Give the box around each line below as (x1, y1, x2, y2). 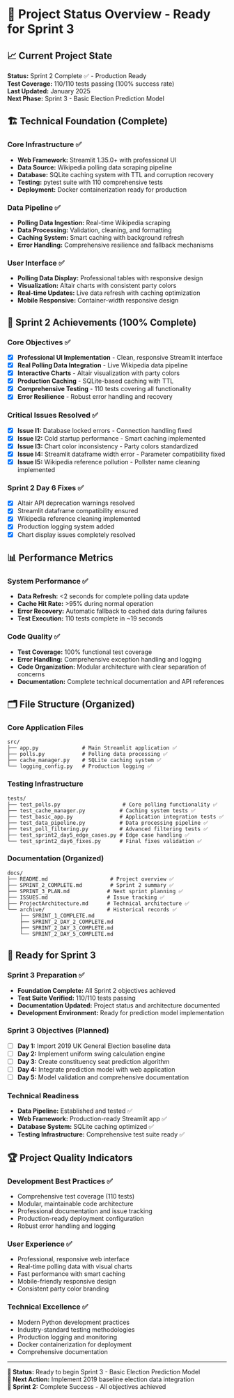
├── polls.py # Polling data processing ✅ (7, 751, 168, 758)
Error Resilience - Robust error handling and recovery (17, 393, 173, 401)
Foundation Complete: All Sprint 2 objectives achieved (17, 986, 176, 994)
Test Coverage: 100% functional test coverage (17, 648, 153, 656)
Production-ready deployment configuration (17, 1215, 144, 1223)
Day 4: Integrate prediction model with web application (17, 1065, 175, 1073)
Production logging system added (17, 522, 115, 531)
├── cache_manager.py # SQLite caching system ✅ (7, 757, 162, 764)
